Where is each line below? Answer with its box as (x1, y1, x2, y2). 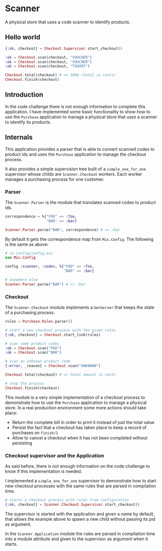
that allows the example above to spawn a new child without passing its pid (5, 516, 156, 522)
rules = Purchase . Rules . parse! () (5, 319, 73, 324)
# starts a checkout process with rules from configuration (5, 497, 130, 503)
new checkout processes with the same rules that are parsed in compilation (5, 483, 156, 489)
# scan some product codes (5, 341, 60, 346)
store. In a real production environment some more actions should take (5, 404, 146, 410)
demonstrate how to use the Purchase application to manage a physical (5, 400, 147, 405)
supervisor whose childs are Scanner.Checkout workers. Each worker (5, 171, 142, 177)
